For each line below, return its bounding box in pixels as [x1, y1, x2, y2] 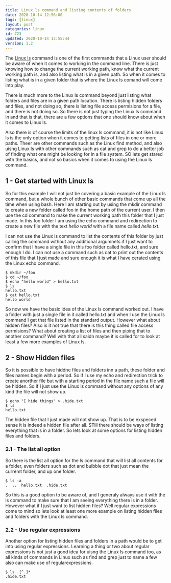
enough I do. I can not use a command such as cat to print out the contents [5, 249, 163, 255]
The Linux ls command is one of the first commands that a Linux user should [5, 55, 166, 61]
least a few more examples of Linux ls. [5, 339, 86, 345]
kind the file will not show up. [5, 389, 67, 395]
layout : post [5, 22, 33, 27]
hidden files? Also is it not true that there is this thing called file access [5, 322, 154, 328]
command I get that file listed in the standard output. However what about [5, 317, 160, 323]
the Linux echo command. [5, 260, 60, 266]
